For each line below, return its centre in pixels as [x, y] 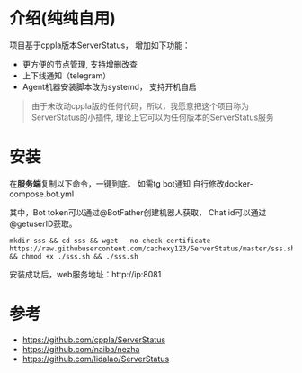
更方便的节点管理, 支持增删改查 [80, 64]
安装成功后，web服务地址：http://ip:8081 [85, 274]
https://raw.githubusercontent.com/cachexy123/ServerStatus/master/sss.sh [152, 249]
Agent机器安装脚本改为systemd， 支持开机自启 [110, 86]
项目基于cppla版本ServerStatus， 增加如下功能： [100, 45]
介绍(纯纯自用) [63, 18]
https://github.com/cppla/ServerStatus [94, 340]
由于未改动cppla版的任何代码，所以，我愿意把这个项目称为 [140, 105]
